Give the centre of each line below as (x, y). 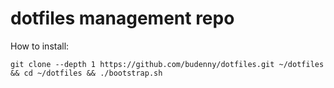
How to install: (40, 46)
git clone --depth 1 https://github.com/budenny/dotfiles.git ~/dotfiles (167, 64)
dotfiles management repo (122, 18)
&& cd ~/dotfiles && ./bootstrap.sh (86, 73)
